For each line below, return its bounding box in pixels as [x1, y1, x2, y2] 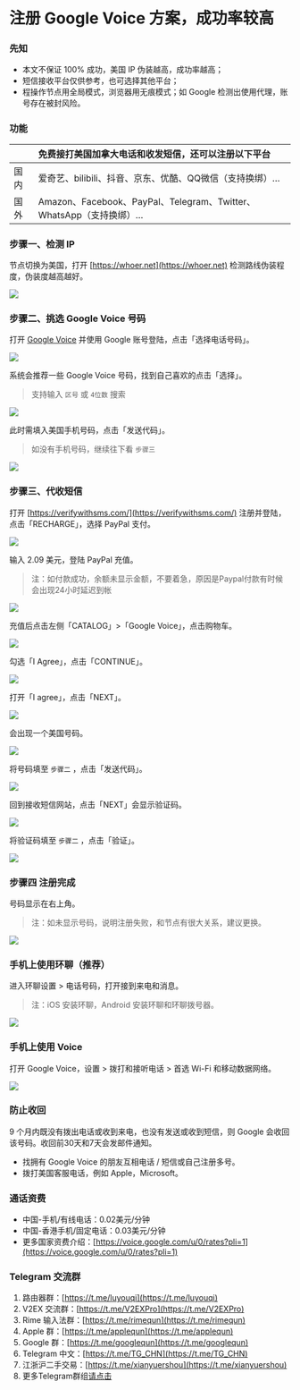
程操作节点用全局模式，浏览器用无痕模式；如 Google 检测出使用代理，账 [21, 87, 288, 97]
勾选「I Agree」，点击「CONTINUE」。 [9, 656, 147, 666]
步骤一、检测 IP [9, 238, 76, 250]
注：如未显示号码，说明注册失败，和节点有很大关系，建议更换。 [30, 917, 266, 928]
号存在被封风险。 [21, 97, 86, 108]
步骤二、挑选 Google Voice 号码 [9, 312, 146, 325]
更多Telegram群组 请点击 [21, 1370, 112, 1382]
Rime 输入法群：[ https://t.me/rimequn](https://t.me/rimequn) [21, 1315, 246, 1326]
